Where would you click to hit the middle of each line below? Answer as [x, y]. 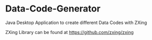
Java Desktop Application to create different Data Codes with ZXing [76, 22]
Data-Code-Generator [53, 9]
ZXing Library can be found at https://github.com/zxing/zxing [69, 32]
